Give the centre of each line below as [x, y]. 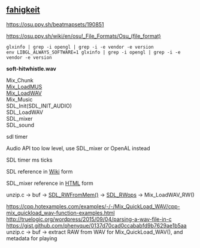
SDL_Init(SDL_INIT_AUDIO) [39, 106]
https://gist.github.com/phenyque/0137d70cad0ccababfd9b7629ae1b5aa [96, 225]
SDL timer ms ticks [29, 160]
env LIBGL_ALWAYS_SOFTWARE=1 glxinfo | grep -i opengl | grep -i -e [93, 52]
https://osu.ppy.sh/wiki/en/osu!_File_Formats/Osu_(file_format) [84, 36]
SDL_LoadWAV [25, 112]
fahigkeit [23, 10]
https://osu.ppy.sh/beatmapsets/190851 [55, 24]
